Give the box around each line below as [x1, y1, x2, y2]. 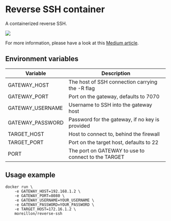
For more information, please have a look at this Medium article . [5, 40, 139, 46]
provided [68, 122, 90, 129]
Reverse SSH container [5, 4, 105, 15]
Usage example [5, 171, 56, 179]
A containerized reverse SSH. [5, 20, 67, 26]
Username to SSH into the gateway [68, 101, 153, 108]
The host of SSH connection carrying [68, 78, 158, 85]
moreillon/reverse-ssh [14, 211, 63, 216]
